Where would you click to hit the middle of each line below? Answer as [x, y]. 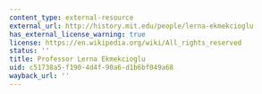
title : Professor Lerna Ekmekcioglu [77, 59]
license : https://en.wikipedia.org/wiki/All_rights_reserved [126, 43]
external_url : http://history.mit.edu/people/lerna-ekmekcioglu [131, 26]
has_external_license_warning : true [77, 34]
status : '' [30, 51]
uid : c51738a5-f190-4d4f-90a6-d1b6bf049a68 [92, 68]
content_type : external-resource [72, 17]
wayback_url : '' [39, 76]
